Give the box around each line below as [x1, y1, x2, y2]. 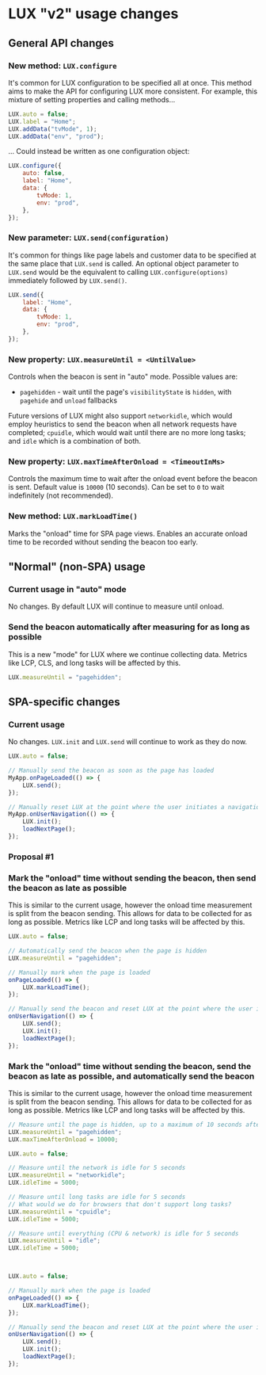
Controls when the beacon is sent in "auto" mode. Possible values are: [8, 372, 238, 381]
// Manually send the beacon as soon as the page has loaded [8, 766, 215, 775]
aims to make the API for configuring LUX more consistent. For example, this [8, 86, 258, 96]
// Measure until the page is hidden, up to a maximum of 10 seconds [8, 1121, 243, 1129]
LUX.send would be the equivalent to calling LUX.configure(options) [8, 267, 229, 277]
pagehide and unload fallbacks [19, 395, 117, 405]
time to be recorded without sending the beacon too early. [8, 537, 198, 547]
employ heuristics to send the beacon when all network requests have [8, 419, 237, 429]
